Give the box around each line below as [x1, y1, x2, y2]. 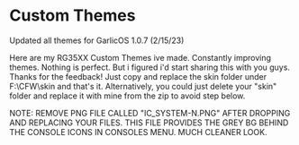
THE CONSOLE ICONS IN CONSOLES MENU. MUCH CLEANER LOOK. [9, 126, 267, 137]
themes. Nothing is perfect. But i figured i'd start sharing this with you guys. [9, 62, 291, 72]
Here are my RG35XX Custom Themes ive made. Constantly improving [9, 52, 272, 63]
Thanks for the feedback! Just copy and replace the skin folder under [9, 71, 267, 81]
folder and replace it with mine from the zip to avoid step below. [9, 90, 246, 101]
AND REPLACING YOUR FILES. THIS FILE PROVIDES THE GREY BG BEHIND [9, 117, 289, 128]
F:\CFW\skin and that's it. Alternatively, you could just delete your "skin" [9, 81, 277, 91]
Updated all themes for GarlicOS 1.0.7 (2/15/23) [9, 35, 185, 46]
